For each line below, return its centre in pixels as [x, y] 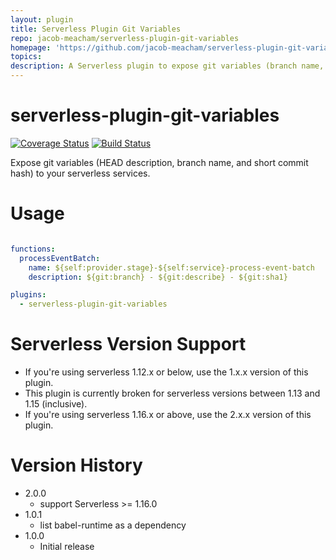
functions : [33, 249]
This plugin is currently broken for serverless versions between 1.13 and [172, 393]
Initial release [67, 546]
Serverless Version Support [128, 344]
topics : [26, 57]
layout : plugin [42, 19]
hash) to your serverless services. [80, 173]
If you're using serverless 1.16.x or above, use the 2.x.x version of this [168, 415]
